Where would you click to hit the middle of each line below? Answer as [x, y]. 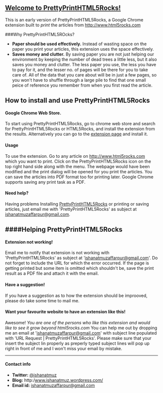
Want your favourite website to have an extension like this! [65, 312]
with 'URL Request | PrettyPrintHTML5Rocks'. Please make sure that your [78, 338]
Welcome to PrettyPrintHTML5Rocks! [63, 8]
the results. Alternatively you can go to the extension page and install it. [76, 134]
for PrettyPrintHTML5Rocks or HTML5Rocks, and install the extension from [80, 129]
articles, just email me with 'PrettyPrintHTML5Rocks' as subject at [71, 209]
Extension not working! [29, 242]
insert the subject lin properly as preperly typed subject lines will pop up [77, 343]
